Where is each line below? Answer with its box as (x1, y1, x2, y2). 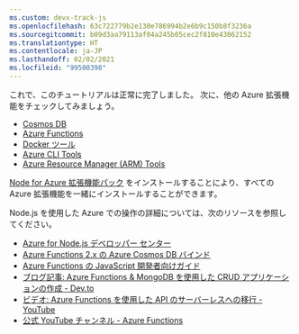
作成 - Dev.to (46, 283, 95, 293)
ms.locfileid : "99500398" (9, 64, 106, 73)
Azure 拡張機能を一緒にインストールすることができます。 (9, 188, 222, 199)
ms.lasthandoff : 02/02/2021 (9, 55, 115, 64)
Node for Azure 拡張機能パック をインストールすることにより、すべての (9, 176, 275, 187)
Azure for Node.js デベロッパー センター (22, 238, 172, 248)
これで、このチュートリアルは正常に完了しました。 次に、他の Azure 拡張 (9, 89, 282, 100)
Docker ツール (22, 139, 77, 149)
